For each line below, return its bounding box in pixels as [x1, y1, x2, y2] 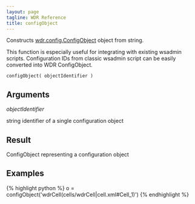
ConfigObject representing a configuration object [6, 151, 129, 158]
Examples [6, 168, 44, 179]
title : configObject [6, 20, 59, 26]
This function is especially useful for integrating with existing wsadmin [6, 48, 182, 56]
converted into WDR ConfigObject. [6, 61, 93, 68]
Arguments [6, 89, 50, 100]
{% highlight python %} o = [6, 184, 74, 191]
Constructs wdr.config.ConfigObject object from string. [6, 37, 144, 44]
